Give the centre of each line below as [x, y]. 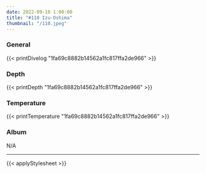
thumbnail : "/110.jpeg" [37, 23]
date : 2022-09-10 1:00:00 [39, 12]
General [18, 45]
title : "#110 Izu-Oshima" [39, 18]
